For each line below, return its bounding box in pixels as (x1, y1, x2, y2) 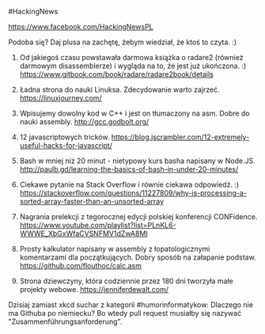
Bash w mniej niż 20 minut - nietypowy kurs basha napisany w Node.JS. (19, 156, 256, 165)
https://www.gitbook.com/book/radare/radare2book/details (19, 70, 214, 78)
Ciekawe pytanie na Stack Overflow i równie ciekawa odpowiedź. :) (19, 180, 240, 189)
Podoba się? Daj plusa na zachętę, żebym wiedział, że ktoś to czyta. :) (8, 37, 237, 47)
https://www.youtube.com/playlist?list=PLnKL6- (19, 221, 176, 230)
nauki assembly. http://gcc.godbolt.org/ (19, 117, 150, 126)
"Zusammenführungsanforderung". (8, 317, 123, 326)
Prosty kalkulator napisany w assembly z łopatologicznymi (19, 245, 210, 253)
